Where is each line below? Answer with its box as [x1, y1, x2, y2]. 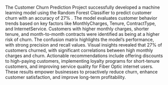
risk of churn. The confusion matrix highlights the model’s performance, [5, 36, 154, 42]
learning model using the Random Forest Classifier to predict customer [5, 10, 152, 16]
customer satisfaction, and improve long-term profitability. [5, 74, 126, 80]
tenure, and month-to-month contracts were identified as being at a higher [5, 31, 160, 37]
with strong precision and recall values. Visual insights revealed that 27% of [5, 42, 162, 48]
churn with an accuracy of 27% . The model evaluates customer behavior [5, 15, 157, 21]
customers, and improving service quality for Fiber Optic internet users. [5, 63, 153, 69]
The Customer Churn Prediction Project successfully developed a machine [5, 5, 160, 10]
